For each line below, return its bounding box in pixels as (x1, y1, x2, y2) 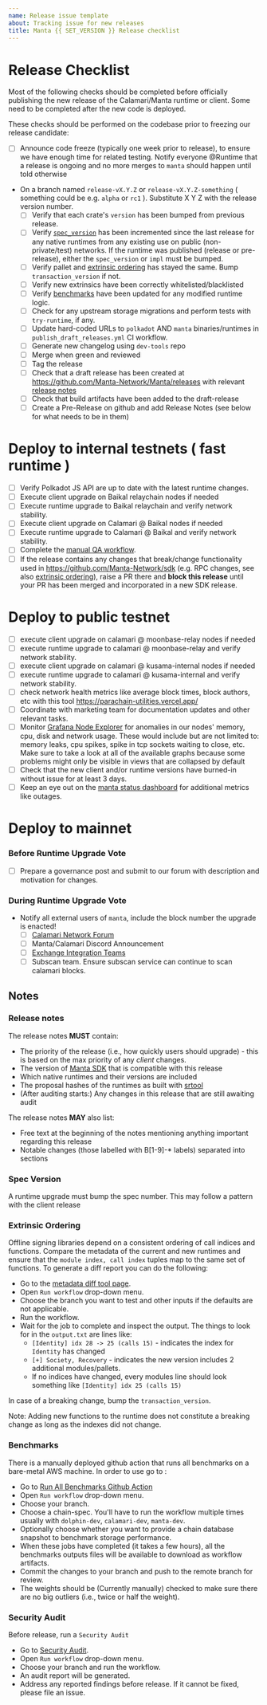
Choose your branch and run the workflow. (19, 1663, 161, 1672)
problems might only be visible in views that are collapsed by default (19, 756, 245, 766)
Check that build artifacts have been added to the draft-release (31, 394, 239, 403)
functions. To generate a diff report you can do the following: (8, 1263, 209, 1273)
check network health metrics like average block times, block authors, (19, 687, 251, 697)
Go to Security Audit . (19, 1645, 89, 1655)
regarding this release (19, 1137, 92, 1146)
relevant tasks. (19, 713, 69, 723)
